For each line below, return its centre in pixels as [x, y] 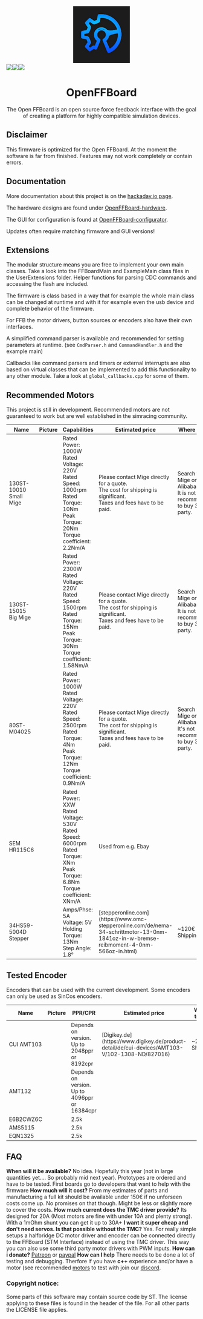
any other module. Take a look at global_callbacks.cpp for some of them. [98, 376]
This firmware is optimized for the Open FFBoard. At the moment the [92, 149]
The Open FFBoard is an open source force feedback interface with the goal [101, 109]
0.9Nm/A [74, 783]
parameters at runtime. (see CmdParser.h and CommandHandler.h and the [95, 345]
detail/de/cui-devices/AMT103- [142, 1048]
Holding [72, 928]
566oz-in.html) [118, 951]
